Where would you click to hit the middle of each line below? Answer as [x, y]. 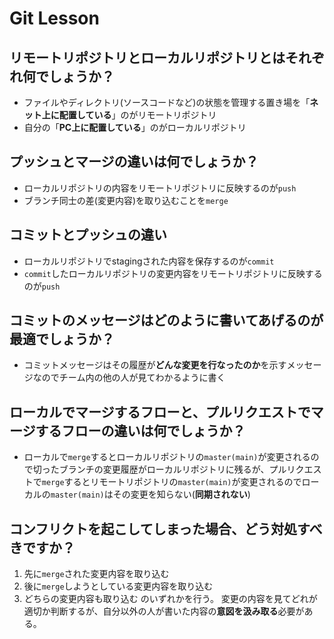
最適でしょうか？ [62, 339]
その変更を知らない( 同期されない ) [181, 494]
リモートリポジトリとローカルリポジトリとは [147, 57]
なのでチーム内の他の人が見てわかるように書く [129, 378]
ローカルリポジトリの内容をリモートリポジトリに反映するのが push [160, 188]
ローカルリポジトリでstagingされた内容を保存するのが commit [149, 261]
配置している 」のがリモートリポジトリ [137, 115]
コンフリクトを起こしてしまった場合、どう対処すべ [166, 528]
